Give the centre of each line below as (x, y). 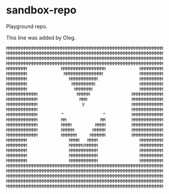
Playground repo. (27, 26)
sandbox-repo (42, 10)
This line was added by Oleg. (41, 37)
